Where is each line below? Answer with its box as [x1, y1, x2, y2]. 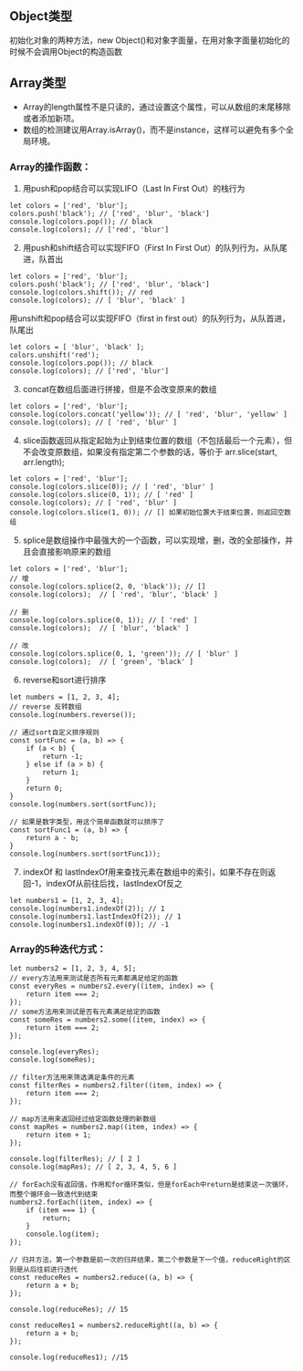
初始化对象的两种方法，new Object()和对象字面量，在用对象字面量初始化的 [9, 35, 290, 46]
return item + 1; [26, 1130, 92, 1140]
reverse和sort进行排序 [22, 674, 107, 685]
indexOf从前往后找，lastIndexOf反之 [45, 878, 183, 888]
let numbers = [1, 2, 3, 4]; [9, 692, 120, 701]
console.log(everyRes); [9, 1047, 100, 1056]
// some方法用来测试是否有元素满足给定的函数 [9, 1007, 162, 1017]
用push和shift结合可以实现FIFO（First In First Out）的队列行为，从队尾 [22, 242, 287, 253]
